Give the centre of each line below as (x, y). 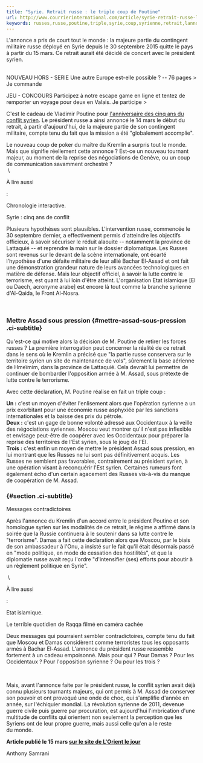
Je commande (24, 84)
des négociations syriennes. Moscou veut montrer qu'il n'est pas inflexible (99, 429)
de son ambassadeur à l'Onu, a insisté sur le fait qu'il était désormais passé (100, 546)
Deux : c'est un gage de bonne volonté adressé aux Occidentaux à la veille (99, 422)
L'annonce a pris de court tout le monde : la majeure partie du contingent (97, 40)
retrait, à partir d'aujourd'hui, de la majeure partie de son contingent (91, 127)
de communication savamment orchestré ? (60, 164)
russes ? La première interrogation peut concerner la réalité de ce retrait (96, 347)
